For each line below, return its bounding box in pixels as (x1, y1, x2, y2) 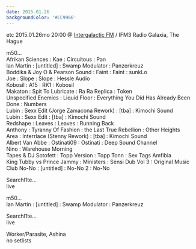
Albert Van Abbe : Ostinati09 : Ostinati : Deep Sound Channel (6, 139, 158, 146)
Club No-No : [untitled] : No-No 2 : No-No (6, 164, 110, 172)
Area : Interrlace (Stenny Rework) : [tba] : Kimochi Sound (6, 132, 147, 139)
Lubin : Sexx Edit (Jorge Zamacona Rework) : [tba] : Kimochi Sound (6, 107, 173, 114)
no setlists (6, 236, 32, 244)
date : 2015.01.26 (6, 8, 50, 15)
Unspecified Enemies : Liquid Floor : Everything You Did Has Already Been (6, 94, 191, 101)
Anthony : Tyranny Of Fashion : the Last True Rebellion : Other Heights (6, 126, 180, 133)
